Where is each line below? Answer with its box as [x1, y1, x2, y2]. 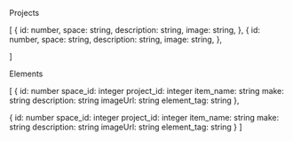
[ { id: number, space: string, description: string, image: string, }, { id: [9, 25, 260, 35]
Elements [9, 68, 44, 79]
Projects [9, 8, 40, 18]
